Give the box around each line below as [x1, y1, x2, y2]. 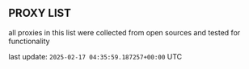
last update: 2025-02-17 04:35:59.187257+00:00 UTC [8, 51, 183, 61]
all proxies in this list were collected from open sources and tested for [8, 27, 241, 37]
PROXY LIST [8, 6, 71, 20]
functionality [8, 36, 50, 46]
